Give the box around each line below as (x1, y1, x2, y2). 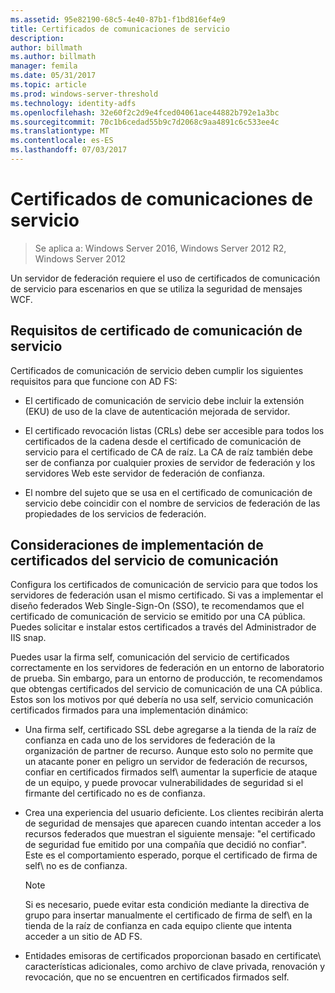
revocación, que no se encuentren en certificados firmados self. (24, 971, 290, 983)
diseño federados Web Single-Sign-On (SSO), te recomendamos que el (10, 600, 305, 612)
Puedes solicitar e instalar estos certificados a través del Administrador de (10, 621, 317, 633)
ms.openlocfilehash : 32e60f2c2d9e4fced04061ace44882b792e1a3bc (10, 107, 280, 118)
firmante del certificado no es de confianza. (24, 787, 206, 800)
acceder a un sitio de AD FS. (24, 931, 143, 943)
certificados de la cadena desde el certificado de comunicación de (24, 435, 302, 447)
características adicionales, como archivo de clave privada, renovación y (24, 961, 326, 973)
